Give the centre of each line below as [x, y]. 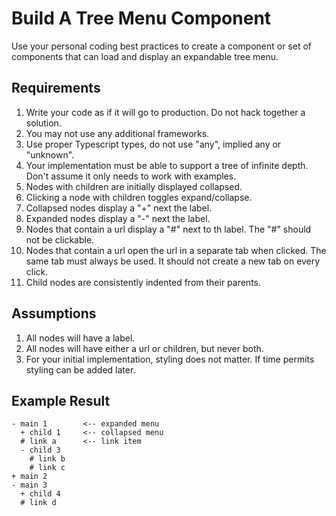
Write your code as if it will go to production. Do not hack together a [165, 112]
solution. [43, 123]
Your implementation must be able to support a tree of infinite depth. [167, 165]
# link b [47, 459]
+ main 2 [29, 477]
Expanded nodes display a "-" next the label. [118, 218]
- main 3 [29, 485]
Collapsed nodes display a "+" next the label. [119, 208]
